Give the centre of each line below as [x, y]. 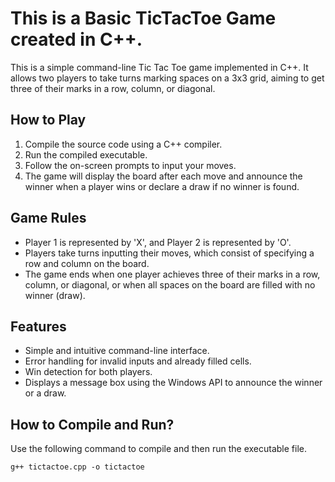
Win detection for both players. [88, 372]
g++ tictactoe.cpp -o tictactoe [77, 467]
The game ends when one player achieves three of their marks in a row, [172, 274]
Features [38, 326]
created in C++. [76, 39]
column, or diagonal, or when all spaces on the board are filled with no [170, 284]
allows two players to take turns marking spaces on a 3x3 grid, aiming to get [167, 78]
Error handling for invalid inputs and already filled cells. [138, 361]
